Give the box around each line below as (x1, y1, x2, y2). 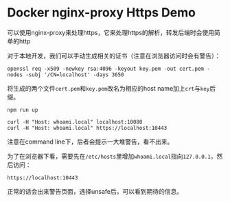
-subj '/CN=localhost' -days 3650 (25, 71, 125, 78)
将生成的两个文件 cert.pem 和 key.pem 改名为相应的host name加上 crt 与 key (7, 84, 210, 92)
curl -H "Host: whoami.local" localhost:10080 (7, 118, 143, 125)
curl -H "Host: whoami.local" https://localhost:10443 (7, 124, 168, 131)
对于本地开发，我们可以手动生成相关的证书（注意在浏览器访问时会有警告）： (7, 52, 221, 60)
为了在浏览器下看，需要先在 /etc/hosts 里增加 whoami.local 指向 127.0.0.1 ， (7, 152, 217, 160)
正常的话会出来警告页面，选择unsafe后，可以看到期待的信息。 (7, 187, 183, 195)
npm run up (7, 106, 38, 113)
